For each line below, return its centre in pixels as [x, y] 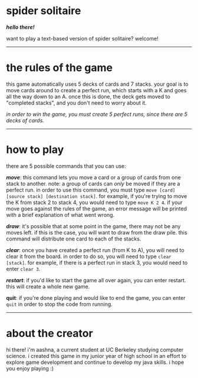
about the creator [49, 333]
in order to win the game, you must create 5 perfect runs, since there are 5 [97, 114]
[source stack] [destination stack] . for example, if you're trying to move [97, 196]
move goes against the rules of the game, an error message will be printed [97, 208]
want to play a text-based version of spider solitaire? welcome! [82, 38]
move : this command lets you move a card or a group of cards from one [93, 177]
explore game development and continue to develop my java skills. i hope [95, 362]
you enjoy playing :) [30, 368]
